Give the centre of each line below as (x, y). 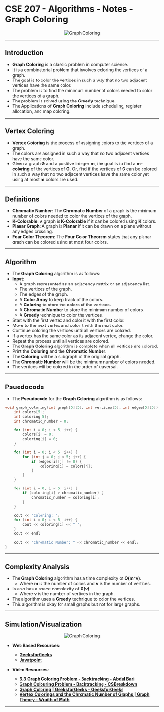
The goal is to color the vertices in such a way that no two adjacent (80, 80)
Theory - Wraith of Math (44, 700)
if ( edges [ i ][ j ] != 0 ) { (56, 461)
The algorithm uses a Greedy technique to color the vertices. (73, 599)
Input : (18, 279)
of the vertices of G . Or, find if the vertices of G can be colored (94, 169)
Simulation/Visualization (43, 624)
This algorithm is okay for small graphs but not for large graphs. (76, 604)
